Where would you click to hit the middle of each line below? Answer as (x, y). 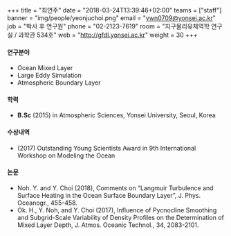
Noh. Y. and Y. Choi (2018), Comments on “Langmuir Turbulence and (115, 188)
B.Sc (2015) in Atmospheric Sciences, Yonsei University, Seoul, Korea (116, 115)
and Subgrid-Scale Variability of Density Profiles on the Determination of (121, 217)
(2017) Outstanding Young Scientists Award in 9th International (107, 148)
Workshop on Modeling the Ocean (66, 155)
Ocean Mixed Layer (45, 68)
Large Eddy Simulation (49, 76)
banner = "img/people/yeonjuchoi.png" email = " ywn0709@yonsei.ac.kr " (112, 18)
